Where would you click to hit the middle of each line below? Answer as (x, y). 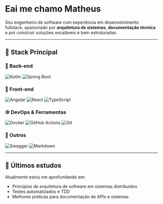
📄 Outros (16, 135)
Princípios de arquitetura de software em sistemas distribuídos (74, 187)
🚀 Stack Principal (31, 52)
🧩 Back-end (19, 66)
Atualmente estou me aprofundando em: (45, 177)
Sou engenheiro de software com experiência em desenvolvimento (72, 22)
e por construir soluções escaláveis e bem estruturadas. (61, 32)
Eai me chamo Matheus (53, 9)
